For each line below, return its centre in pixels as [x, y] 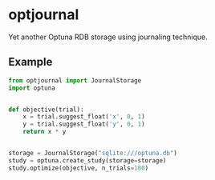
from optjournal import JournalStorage [75, 80]
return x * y [45, 132]
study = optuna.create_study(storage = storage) [87, 160]
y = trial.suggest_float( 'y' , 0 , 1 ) [84, 124]
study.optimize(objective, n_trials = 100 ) [79, 168]
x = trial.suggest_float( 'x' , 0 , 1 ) [84, 117]
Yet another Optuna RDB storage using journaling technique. [108, 37]
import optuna [32, 88]
